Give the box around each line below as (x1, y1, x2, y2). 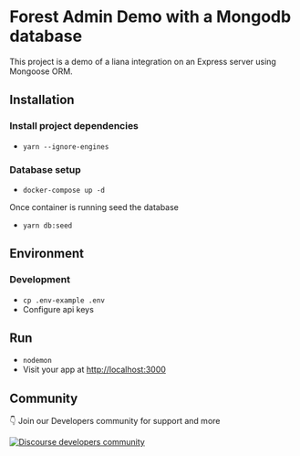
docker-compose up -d (22, 186, 105, 195)
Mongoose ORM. (9, 66, 73, 77)
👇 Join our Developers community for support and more (9, 416, 221, 427)
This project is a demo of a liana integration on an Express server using (9, 56, 276, 67)
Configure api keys (22, 303, 94, 314)
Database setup (9, 163, 82, 175)
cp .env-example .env (22, 295, 105, 305)
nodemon (22, 356, 52, 366)
